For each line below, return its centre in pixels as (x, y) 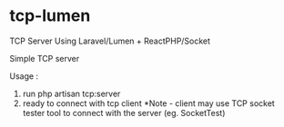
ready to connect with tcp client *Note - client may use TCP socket (148, 103)
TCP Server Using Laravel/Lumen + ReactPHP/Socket (110, 41)
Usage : (24, 76)
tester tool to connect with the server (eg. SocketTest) (124, 112)
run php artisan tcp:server (71, 93)
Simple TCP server (45, 58)
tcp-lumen (50, 16)
